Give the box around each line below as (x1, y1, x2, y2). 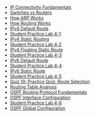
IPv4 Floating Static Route (9, 47, 63, 52)
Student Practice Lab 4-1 (9, 31, 61, 36)
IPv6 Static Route (9, 68, 46, 74)
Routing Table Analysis (9, 84, 57, 89)
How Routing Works (9, 20, 51, 26)
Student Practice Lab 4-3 (9, 52, 62, 58)
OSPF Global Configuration (9, 105, 66, 111)
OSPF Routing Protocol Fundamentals (9, 89, 87, 95)
